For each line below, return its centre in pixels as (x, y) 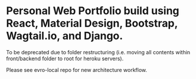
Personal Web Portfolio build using (93, 11)
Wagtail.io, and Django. (65, 36)
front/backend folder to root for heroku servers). (65, 58)
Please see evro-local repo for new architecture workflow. (77, 70)
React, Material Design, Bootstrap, (92, 23)
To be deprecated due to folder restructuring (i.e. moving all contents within (98, 52)
